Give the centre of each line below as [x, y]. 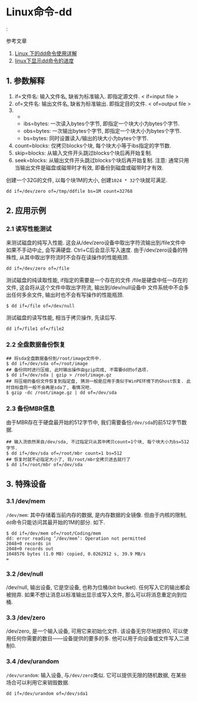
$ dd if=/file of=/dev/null [41, 306]
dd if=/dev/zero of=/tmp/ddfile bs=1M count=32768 [69, 191]
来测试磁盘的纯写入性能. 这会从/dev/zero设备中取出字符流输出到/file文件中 [96, 243]
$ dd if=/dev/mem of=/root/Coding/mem [54, 533]
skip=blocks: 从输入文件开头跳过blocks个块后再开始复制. [83, 153]
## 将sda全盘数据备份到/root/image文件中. [54, 358]
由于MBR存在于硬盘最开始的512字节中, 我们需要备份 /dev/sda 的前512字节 [94, 422]
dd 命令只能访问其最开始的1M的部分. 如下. [56, 522]
